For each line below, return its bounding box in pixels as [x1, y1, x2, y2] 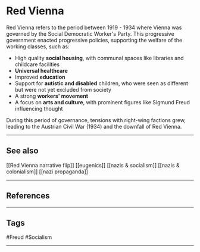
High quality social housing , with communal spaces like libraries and [14, 54, 184, 61]
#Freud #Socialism [6, 234, 52, 241]
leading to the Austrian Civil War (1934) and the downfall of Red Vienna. [6, 123, 182, 130]
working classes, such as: [6, 43, 70, 50]
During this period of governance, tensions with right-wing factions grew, [6, 116, 186, 123]
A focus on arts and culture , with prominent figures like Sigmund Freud [14, 98, 190, 105]
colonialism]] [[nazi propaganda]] [6, 168, 88, 175]
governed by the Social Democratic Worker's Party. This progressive [6, 30, 174, 37]
